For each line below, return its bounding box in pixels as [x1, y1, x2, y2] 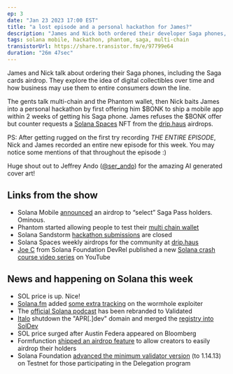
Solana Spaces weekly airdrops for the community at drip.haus [17, 238, 199, 246]
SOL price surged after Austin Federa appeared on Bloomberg [17, 329, 197, 338]
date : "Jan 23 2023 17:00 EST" [7, 17, 99, 24]
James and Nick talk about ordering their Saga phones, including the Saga [7, 68, 222, 77]
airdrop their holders [17, 344, 77, 352]
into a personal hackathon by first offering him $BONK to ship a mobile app [7, 105, 224, 113]
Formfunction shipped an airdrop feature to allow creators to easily [17, 336, 211, 345]
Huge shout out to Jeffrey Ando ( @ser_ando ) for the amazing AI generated [7, 161, 223, 170]
